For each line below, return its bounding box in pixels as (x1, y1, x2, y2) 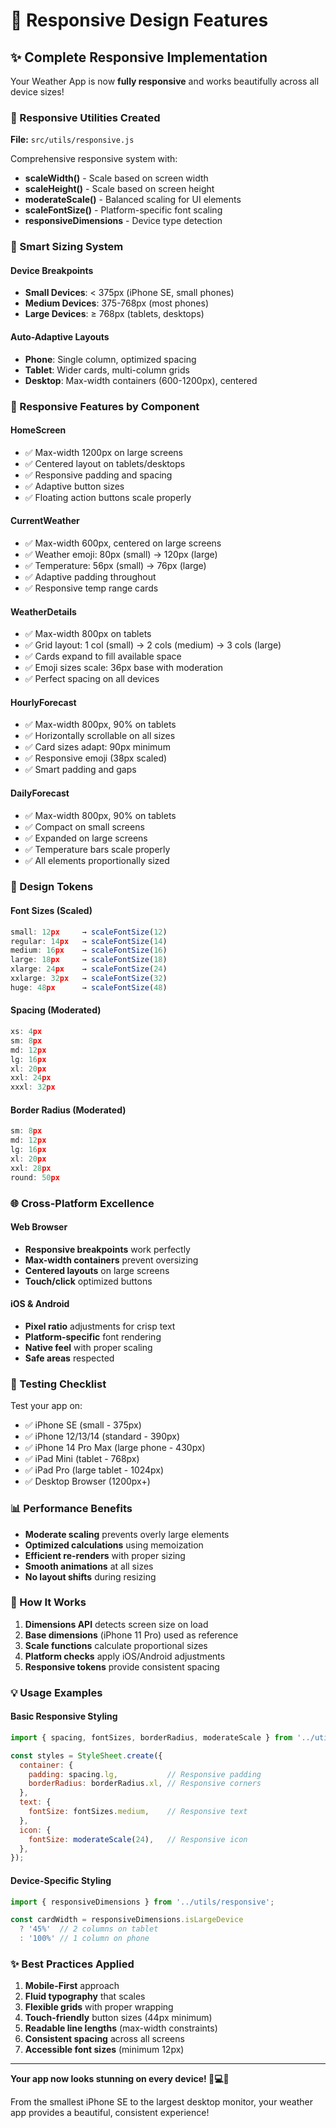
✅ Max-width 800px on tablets (24, 628, 152, 640)
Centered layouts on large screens (24, 1264, 170, 1276)
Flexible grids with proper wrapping (24, 2001, 174, 2013)
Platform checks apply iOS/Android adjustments (24, 1650, 226, 1662)
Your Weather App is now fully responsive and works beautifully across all (10, 75, 320, 87)
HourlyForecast (10, 696, 77, 708)
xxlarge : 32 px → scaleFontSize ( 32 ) (10, 974, 168, 984)
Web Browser (10, 1221, 68, 1233)
